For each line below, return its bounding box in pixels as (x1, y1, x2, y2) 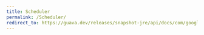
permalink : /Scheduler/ (6, 14, 67, 20)
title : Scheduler (6, 8, 50, 15)
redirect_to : (6, 20, 39, 26)
